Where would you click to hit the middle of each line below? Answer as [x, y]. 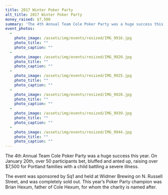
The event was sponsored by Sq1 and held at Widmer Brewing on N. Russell [84, 176]
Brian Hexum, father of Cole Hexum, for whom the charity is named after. [81, 187]
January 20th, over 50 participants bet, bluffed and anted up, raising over [81, 161]
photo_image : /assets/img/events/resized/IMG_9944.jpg [73, 132]
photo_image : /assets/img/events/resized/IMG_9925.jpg [73, 76]
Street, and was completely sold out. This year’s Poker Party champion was [84, 182]
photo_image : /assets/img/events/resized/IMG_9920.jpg [73, 57]
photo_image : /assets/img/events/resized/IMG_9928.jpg [73, 94]
